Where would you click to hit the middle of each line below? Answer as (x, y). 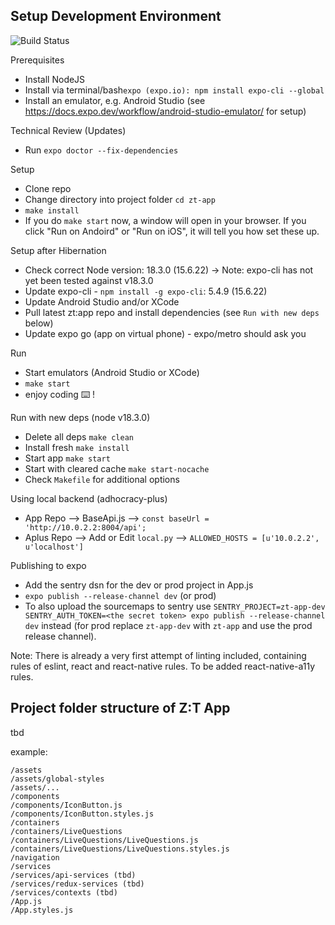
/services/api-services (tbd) (73, 875)
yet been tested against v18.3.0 (89, 280)
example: (29, 751)
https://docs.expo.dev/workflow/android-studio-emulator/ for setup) (165, 111)
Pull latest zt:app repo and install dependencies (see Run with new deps (172, 312)
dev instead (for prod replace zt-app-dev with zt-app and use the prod (168, 625)
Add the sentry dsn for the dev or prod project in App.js (139, 585)
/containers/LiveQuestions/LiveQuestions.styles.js (120, 849)
